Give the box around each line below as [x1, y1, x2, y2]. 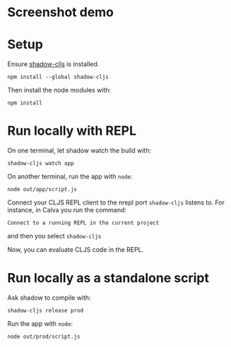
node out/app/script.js [7, 186, 78, 193]
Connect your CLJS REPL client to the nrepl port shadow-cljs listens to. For [7, 198, 225, 207]
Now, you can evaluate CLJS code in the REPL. [7, 245, 144, 254]
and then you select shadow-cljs [7, 232, 102, 241]
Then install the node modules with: [7, 86, 112, 95]
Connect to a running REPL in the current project [7, 219, 160, 226]
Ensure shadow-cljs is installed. [7, 60, 100, 68]
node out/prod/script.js [7, 333, 81, 340]
